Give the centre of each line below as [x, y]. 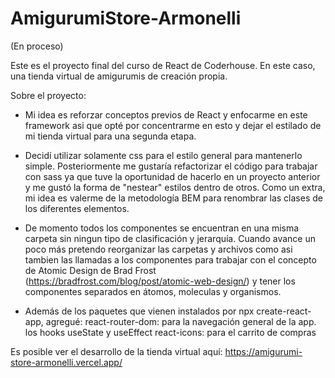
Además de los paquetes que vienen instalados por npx [139, 311]
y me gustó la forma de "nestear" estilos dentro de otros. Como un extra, [175, 187]
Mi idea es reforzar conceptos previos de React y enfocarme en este [166, 114]
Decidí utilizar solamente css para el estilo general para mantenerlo [163, 155]
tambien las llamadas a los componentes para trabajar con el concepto [170, 259]
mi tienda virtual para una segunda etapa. [110, 136]
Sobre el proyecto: [48, 95]
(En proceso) [37, 46]
